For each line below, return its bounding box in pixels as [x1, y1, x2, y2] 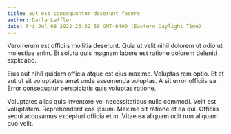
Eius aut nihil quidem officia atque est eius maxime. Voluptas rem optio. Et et [7, 69, 224, 78]
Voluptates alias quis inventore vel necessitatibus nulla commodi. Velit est [7, 98, 217, 106]
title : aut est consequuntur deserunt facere [7, 10, 140, 17]
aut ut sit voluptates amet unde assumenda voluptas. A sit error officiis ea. [7, 77, 219, 85]
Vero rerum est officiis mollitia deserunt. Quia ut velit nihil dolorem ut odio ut [7, 42, 223, 50]
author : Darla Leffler [7, 16, 72, 23]
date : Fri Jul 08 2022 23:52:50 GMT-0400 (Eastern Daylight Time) [7, 23, 202, 30]
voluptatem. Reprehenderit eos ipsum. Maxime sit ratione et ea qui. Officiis [7, 104, 219, 113]
